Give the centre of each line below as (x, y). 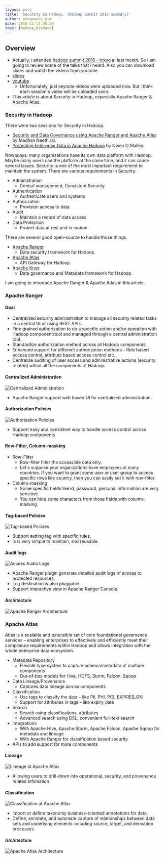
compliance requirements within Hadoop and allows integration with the (78, 645)
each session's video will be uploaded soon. (65, 91)
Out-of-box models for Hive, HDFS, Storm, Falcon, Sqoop (78, 676)
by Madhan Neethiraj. (34, 140)
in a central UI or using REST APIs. (47, 324)
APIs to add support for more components (55, 744)
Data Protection (28, 222)
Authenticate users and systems (52, 196)
